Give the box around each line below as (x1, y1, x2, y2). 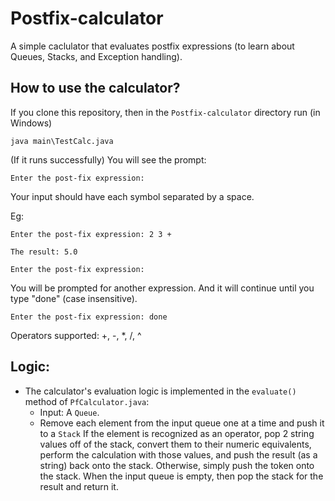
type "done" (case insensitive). (10, 292, 138, 304)
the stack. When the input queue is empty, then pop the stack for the (39, 470, 324, 482)
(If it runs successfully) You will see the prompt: (10, 153, 207, 166)
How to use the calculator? (10, 80, 181, 97)
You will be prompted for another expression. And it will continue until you (10, 282, 315, 294)
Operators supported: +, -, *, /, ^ (10, 329, 142, 341)
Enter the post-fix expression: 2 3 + (10, 229, 172, 239)
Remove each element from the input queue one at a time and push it (39, 417, 325, 429)
